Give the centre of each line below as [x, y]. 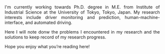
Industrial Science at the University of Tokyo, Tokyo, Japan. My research [82, 12]
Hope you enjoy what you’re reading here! [47, 46]
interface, [14, 22]
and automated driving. [49, 22]
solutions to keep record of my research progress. [55, 37]
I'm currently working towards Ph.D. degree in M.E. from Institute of [82, 7]
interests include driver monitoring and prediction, [63, 17]
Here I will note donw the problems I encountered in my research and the [82, 32]
